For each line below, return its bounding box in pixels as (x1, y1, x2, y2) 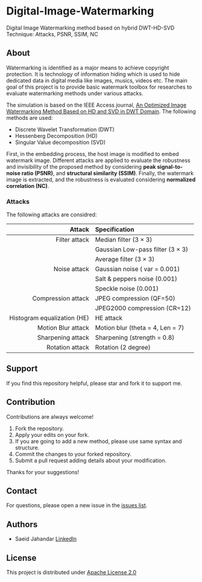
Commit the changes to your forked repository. (14, 450, 131, 457)
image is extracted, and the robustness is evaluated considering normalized (6, 176, 196, 183)
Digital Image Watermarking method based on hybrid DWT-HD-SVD (6, 24, 175, 31)
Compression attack (32, 294, 89, 302)
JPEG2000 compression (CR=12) (95, 304, 191, 313)
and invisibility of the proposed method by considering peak (6, 163, 156, 170)
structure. (14, 444, 40, 451)
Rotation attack (46, 343, 89, 352)
